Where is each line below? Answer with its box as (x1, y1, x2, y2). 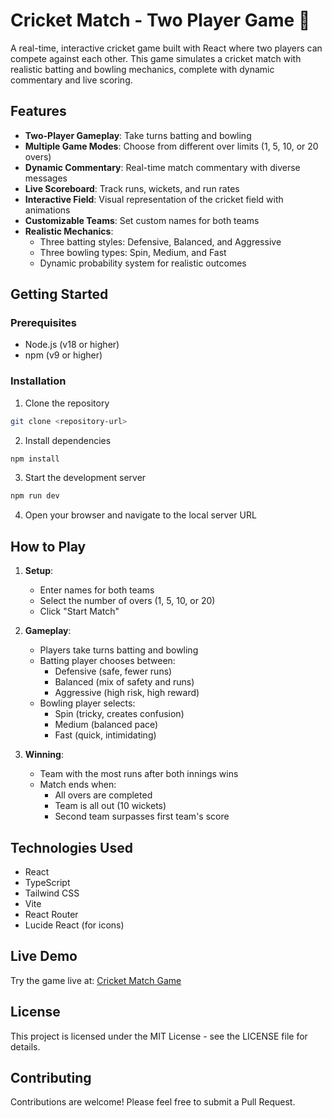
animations (24, 204, 71, 216)
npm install (10, 454, 60, 464)
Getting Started (10, 286, 109, 303)
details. (10, 1040, 41, 1053)
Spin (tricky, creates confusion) (54, 708, 185, 720)
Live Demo (10, 948, 78, 965)
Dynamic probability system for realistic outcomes (39, 257, 247, 269)
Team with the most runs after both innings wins (39, 768, 239, 780)
